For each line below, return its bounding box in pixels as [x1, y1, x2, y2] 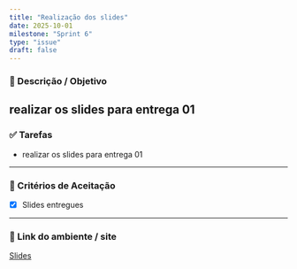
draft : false [9, 46, 57, 55]
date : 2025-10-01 [9, 21, 73, 30]
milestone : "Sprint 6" [9, 29, 93, 38]
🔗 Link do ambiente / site [9, 231, 118, 243]
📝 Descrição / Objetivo [9, 75, 108, 88]
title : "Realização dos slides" [9, 12, 128, 22]
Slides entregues [21, 200, 84, 211]
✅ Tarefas [9, 129, 53, 142]
